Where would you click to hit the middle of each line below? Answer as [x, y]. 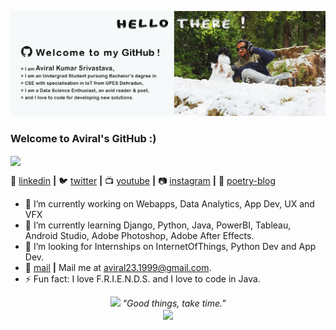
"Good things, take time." [174, 303]
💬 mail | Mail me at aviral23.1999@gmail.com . [118, 268]
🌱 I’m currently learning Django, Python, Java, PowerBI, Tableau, [158, 225]
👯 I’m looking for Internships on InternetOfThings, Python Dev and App [170, 247]
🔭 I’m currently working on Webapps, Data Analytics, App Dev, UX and [169, 204]
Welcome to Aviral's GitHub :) [83, 138]
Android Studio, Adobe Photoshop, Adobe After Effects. [139, 236]
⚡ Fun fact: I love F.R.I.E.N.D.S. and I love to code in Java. [142, 279]
